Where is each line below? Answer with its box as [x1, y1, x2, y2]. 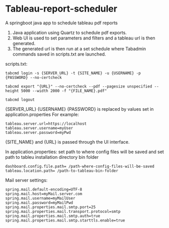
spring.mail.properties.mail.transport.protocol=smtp [5, 209, 121, 214]
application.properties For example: [5, 111, 79, 117]
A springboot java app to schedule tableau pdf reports [5, 20, 118, 26]
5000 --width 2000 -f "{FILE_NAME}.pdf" [21, 88, 107, 94]
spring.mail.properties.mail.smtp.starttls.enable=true [5, 218, 125, 223]
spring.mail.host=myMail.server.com [5, 191, 82, 196]
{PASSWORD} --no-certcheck [5, 75, 62, 80]
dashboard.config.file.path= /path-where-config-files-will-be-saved [5, 164, 155, 169]
